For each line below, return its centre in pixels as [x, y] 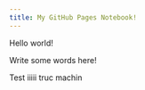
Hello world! [31, 43]
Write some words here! [53, 60]
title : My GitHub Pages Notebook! [73, 17]
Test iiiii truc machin [46, 78]
